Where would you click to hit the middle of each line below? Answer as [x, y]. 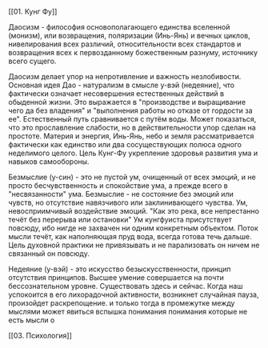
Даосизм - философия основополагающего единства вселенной [119, 27]
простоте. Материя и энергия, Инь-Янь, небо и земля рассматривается [131, 136]
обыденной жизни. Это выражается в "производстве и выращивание [127, 102]
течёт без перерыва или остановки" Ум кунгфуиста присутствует [120, 220]
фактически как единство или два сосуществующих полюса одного [125, 144]
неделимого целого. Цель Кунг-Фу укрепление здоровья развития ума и [133, 153]
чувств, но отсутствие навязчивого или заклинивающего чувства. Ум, [128, 202]
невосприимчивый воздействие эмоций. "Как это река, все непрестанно [134, 211]
